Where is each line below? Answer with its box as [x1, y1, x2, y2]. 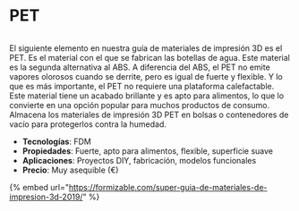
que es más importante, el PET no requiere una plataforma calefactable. [9, 80, 275, 91]
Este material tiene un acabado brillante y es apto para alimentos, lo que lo [9, 90, 285, 101]
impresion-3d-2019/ [9, 191, 83, 202]
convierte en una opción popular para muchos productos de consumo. [9, 99, 270, 110]
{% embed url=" [9, 181, 70, 192]
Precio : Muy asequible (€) [21, 165, 119, 175]
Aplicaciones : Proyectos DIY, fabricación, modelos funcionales [21, 155, 257, 165]
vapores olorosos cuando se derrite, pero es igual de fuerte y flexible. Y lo [9, 71, 284, 81]
